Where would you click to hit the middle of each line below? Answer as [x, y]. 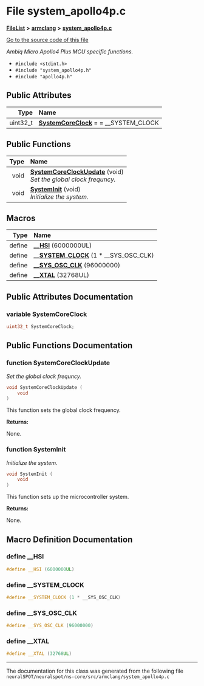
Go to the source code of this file [47, 39]
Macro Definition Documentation [70, 539]
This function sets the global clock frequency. [63, 410]
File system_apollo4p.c [66, 11]
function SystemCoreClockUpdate [58, 363]
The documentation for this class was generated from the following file [95, 671]
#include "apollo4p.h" [44, 77]
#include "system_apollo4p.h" [53, 70]
